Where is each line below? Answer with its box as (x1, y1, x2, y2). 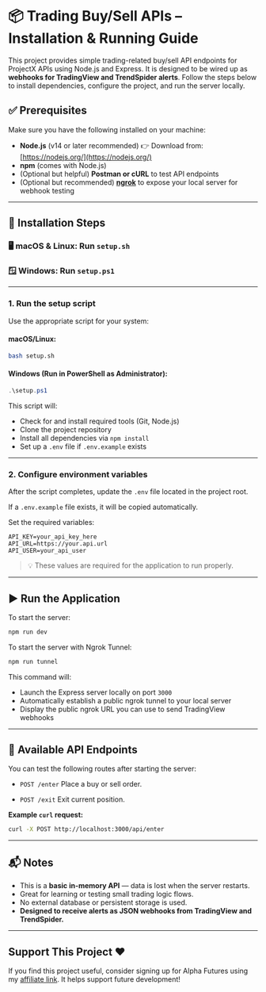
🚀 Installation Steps (8, 216, 106, 230)
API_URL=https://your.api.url (8, 540, 108, 548)
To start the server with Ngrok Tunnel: (8, 642, 132, 652)
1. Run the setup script (8, 298, 97, 309)
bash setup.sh (8, 351, 55, 360)
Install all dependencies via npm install (19, 433, 150, 442)
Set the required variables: (8, 518, 95, 527)
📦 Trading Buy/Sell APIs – (8, 7, 182, 25)
